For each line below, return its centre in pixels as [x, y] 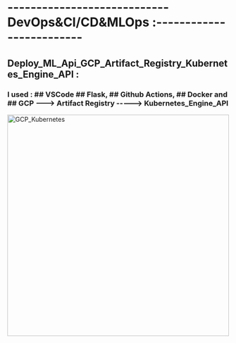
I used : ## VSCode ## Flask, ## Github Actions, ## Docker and [117, 94]
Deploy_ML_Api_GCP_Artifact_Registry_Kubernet [118, 63]
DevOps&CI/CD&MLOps [79, 22]
